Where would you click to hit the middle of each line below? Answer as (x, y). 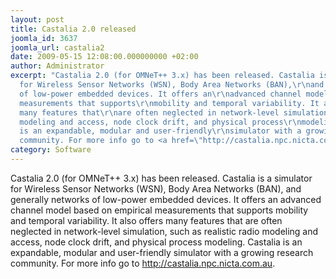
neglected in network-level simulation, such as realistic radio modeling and (164, 231)
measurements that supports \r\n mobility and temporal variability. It (169, 103)
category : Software (51, 150)
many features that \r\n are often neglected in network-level (149, 112)
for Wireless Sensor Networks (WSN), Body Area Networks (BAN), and (156, 188)
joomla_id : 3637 (44, 38)
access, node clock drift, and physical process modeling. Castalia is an (156, 242)
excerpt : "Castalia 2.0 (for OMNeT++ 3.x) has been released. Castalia (162, 76)
